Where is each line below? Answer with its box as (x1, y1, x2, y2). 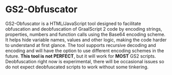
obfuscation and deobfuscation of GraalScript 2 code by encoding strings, (5, 26, 162, 32)
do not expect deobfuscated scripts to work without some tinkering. (5, 64, 149, 70)
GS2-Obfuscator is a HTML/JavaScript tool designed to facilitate (5, 20, 141, 27)
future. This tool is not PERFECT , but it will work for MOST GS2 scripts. (5, 53, 156, 59)
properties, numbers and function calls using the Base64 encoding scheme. (5, 31, 165, 37)
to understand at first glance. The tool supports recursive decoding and (5, 42, 156, 48)
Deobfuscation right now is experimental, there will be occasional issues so (5, 58, 165, 64)
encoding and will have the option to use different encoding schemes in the (5, 47, 164, 54)
